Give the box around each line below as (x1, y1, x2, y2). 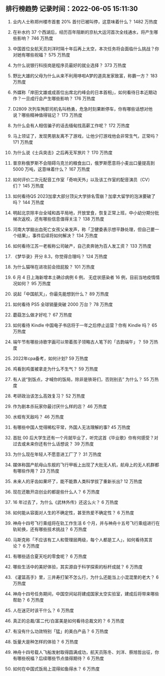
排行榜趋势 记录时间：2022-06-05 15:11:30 (5, 4, 138, 13)
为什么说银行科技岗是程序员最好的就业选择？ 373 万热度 (12, 62, 127, 68)
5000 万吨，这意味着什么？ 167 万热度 (12, 166, 90, 172)
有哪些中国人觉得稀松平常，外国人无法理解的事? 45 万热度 (12, 424, 131, 430)
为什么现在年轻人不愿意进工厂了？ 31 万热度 (12, 451, 102, 457)
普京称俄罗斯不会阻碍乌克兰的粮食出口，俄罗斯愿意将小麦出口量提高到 (12, 160, 155, 166)
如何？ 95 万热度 (17, 280, 51, 286)
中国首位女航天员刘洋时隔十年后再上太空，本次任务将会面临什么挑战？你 (12, 46, 159, 52)
